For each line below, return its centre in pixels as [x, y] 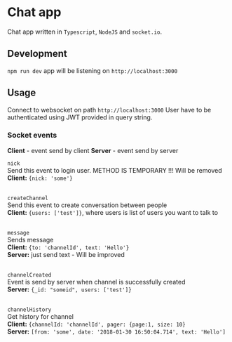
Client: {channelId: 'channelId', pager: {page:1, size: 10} [96, 324]
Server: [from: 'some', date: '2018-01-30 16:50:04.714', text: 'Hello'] [117, 331]
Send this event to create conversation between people [87, 205]
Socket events [32, 136]
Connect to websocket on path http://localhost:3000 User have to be [109, 110]
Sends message [30, 239]
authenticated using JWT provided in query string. [80, 117]
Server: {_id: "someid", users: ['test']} [69, 289]
